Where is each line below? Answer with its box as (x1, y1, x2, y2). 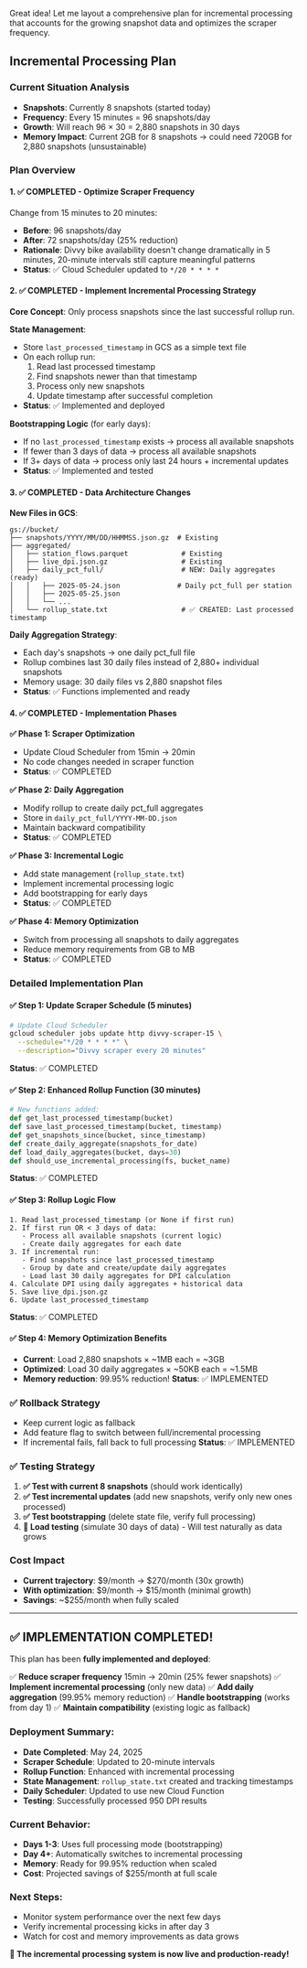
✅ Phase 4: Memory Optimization (9, 916, 139, 927)
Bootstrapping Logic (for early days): (9, 418, 151, 429)
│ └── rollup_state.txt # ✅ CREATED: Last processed (9, 606, 294, 615)
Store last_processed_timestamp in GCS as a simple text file (22, 342, 247, 353)
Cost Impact (9, 1554, 66, 1567)
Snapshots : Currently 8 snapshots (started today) (22, 102, 212, 113)
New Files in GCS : (9, 508, 79, 519)
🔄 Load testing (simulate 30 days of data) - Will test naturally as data (22, 1522, 283, 1532)
